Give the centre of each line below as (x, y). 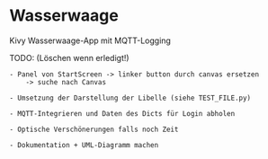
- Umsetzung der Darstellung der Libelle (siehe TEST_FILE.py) (130, 98)
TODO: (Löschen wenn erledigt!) (69, 57)
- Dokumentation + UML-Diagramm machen (84, 145)
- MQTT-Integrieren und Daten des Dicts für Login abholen (122, 113)
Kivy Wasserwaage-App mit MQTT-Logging (90, 40)
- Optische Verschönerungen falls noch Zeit (94, 129)
